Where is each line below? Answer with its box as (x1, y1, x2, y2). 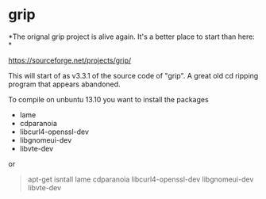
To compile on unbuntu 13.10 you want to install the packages (8, 94, 209, 104)
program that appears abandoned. (8, 79, 121, 89)
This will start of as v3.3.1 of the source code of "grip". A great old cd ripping (8, 71, 259, 80)
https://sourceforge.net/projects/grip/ (8, 55, 132, 65)
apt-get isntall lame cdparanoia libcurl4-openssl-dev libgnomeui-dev (27, 174, 254, 184)
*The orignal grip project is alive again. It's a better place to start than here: (8, 32, 256, 41)
